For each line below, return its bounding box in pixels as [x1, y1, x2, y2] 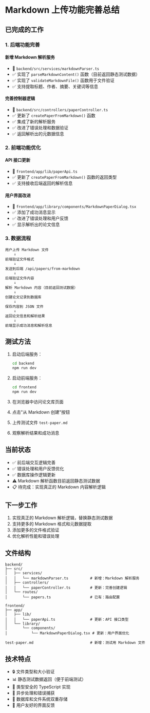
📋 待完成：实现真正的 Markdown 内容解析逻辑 [12, 484, 106, 490]
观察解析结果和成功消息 [12, 430, 59, 436]
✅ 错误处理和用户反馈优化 [12, 465, 64, 471]
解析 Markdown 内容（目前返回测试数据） [5, 285, 78, 290]
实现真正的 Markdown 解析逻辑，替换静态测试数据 [12, 515, 113, 521]
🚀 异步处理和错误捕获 [12, 690, 55, 696]
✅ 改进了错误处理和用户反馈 [12, 215, 69, 221]
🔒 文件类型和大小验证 [12, 669, 55, 674]
